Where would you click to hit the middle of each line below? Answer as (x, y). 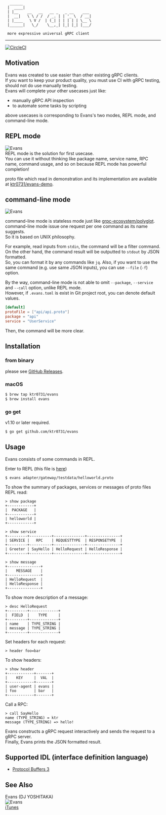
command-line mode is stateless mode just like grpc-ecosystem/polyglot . (80, 221)
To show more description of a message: (47, 597)
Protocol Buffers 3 (31, 769)
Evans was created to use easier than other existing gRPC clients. (72, 75)
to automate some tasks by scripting (49, 106)
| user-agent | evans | (30, 686)
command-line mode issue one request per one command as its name (77, 226)
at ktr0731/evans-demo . (29, 184)
